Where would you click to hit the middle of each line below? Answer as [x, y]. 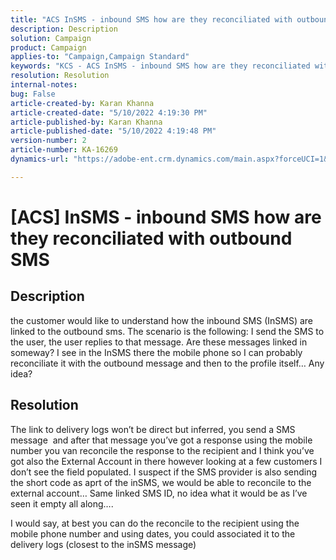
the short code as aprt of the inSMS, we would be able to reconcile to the [161, 482]
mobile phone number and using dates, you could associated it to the [153, 533]
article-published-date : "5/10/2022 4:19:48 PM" [113, 131]
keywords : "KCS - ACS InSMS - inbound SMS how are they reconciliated [160, 66]
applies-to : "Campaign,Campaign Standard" [100, 57]
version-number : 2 [48, 141]
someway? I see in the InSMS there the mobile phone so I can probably [156, 352]
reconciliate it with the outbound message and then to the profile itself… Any [167, 363]
